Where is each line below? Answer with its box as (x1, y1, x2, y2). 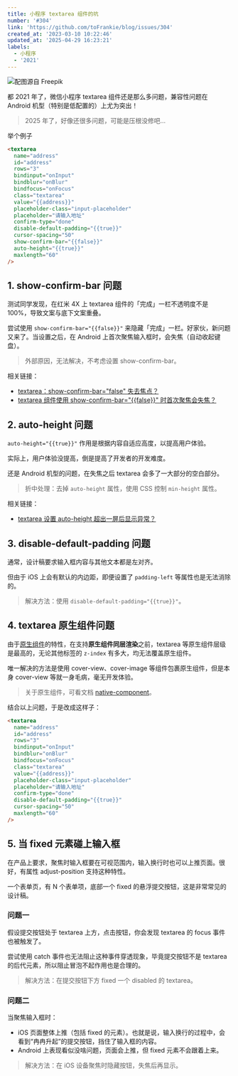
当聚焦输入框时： (7, 1013, 58, 1022)
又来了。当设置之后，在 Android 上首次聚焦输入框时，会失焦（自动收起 (7, 332, 215, 342)
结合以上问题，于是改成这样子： (7, 702, 101, 712)
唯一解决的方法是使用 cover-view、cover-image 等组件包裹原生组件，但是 (7, 663, 224, 672)
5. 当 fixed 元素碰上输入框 (7, 838, 121, 850)
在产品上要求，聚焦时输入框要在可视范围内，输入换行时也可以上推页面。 (7, 858, 219, 867)
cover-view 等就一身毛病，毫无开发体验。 (15, 672, 137, 681)
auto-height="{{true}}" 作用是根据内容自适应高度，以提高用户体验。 (7, 439, 210, 448)
